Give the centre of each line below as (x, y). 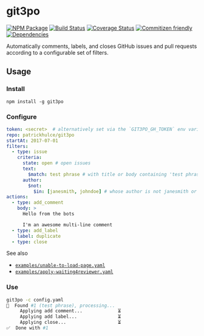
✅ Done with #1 (27, 328)
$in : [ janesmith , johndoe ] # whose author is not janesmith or (115, 191)
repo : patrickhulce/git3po (40, 135)
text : (29, 169)
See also (17, 254)
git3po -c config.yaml (35, 300)
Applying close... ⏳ (70, 323)
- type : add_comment (38, 203)
